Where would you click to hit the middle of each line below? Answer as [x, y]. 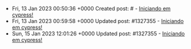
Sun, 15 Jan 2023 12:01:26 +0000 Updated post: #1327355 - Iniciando [98, 34]
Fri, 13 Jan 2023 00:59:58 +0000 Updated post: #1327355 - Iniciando [98, 21]
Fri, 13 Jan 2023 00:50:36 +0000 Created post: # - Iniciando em [91, 9]
